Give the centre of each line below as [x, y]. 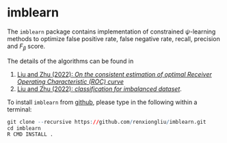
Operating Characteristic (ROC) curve [70, 81]
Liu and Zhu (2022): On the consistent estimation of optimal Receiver [114, 74]
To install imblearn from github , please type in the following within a [102, 102]
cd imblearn [24, 128]
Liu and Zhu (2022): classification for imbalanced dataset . [99, 89]
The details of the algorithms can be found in [70, 61]
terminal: [19, 109]
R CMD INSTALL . [30, 135]
